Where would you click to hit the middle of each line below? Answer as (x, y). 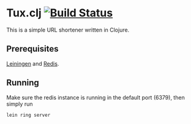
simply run (20, 104)
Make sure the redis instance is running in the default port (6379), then (95, 97)
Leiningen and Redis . (33, 63)
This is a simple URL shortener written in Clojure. (68, 30)
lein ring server (28, 115)
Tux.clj (24, 13)
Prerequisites (32, 49)
